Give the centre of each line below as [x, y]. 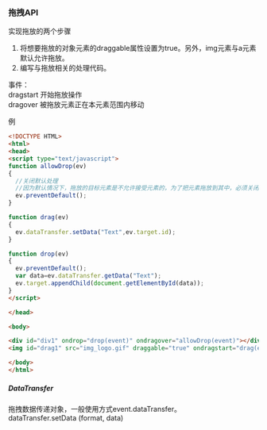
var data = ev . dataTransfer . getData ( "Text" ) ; [88, 276]
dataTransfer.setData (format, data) [66, 417]
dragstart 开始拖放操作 [45, 95]
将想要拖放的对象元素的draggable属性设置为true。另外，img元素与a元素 [138, 48]
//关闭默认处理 [37, 181]
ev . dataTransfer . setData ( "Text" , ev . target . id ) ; [96, 232]
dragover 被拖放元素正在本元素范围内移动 [76, 105]
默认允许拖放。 [44, 58]
